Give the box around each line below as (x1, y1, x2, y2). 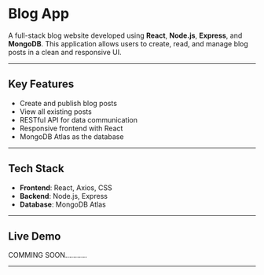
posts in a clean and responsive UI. (8, 47, 122, 57)
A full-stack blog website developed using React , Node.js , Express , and (8, 31, 243, 40)
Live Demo (8, 229, 61, 243)
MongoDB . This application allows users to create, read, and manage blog (8, 38, 249, 48)
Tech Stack (8, 162, 64, 175)
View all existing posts (19, 107, 92, 116)
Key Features (8, 78, 75, 91)
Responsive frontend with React (19, 123, 123, 133)
